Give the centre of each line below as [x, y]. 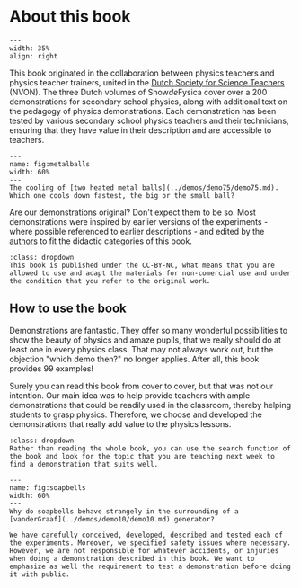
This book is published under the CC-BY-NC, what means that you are [142, 265]
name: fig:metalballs [50, 164]
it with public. [40, 574]
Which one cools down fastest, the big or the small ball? [122, 195]
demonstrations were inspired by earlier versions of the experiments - [139, 221]
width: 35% [30, 48]
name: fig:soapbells [48, 487]
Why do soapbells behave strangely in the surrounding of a [124, 511]
